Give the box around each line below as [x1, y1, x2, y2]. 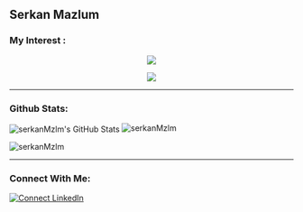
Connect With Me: [9, 171, 91, 184]
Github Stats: [9, 102, 69, 115]
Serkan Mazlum [9, 7, 100, 23]
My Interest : [9, 34, 66, 47]
